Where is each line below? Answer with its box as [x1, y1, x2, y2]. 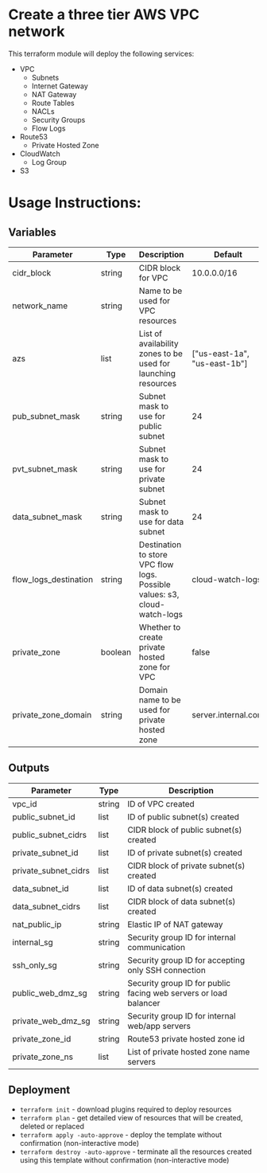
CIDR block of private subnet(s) [126, 860, 246, 871]
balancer [126, 997, 161, 1008]
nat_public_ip [12, 918, 62, 929]
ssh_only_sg [12, 960, 57, 971]
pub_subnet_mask [12, 410, 81, 421]
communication [126, 941, 185, 952]
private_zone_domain [12, 709, 92, 720]
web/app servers [126, 1020, 191, 1031]
